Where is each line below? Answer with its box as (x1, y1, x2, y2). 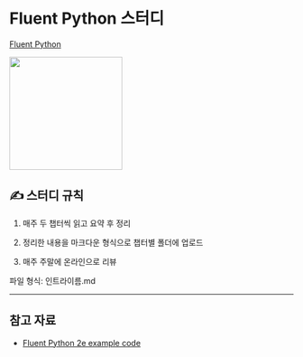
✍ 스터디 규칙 (9, 188, 84, 203)
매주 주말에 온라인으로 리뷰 (22, 256, 117, 267)
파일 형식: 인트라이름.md (9, 275, 96, 286)
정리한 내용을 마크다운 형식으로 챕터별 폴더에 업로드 (22, 237, 204, 248)
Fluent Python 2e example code (22, 337, 142, 348)
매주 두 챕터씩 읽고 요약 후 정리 (22, 218, 131, 229)
